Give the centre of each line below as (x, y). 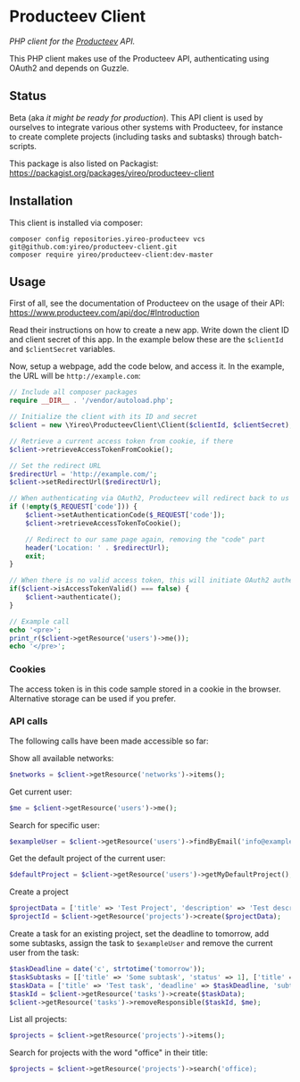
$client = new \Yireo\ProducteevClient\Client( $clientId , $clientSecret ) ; (151, 425)
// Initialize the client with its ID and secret (104, 417)
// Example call (39, 621)
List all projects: (38, 1019)
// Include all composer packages (74, 392)
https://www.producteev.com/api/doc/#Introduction (104, 313)
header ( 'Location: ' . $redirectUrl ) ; (97, 548)
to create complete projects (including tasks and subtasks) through (133, 137)
